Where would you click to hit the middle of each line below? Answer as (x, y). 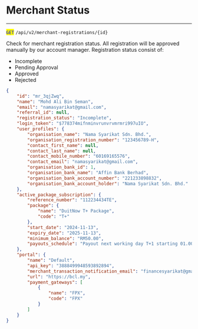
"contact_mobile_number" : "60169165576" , (79, 157)
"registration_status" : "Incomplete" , (64, 118)
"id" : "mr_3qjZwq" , (41, 96)
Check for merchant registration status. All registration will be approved (93, 43)
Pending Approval (36, 67)
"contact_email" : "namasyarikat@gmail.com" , (83, 162)
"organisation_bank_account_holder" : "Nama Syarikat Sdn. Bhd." (108, 184)
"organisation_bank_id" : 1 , (62, 167)
